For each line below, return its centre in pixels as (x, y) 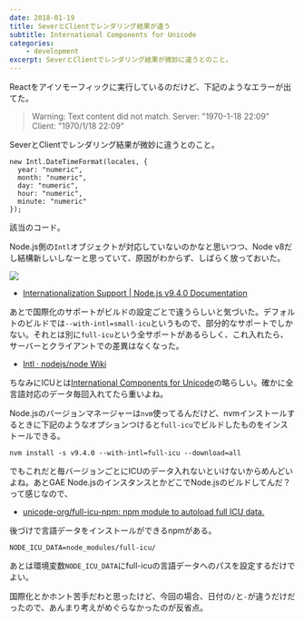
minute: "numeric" (53, 201)
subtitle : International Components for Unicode (103, 34)
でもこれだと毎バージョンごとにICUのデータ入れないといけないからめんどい (151, 471)
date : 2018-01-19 (42, 18)
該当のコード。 (37, 227)
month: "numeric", (53, 178)
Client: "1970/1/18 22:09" (78, 126)
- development (52, 52)
